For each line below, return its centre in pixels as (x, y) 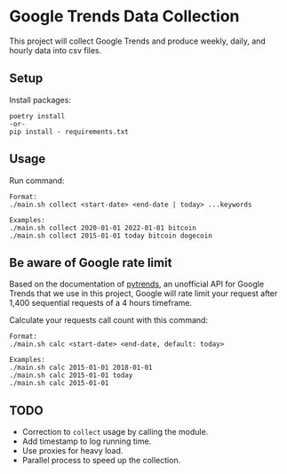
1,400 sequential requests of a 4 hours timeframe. (101, 303)
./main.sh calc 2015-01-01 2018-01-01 (81, 368)
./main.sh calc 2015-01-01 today (71, 375)
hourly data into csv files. (56, 50)
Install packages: (40, 100)
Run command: (37, 181)
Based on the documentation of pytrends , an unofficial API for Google (137, 284)
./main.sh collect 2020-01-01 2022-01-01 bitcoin (103, 228)
